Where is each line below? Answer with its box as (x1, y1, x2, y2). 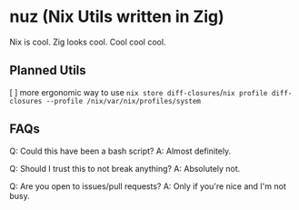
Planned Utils (9, 63, 86, 78)
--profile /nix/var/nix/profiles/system (45, 96, 202, 105)
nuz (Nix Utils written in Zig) (9, 6, 224, 27)
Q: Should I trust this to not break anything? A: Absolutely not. (9, 163, 241, 174)
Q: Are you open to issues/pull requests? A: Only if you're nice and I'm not (9, 180, 286, 192)
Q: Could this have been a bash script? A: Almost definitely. (9, 145, 232, 156)
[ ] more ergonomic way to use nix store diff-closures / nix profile (9, 86, 268, 97)
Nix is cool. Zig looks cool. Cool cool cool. (9, 36, 166, 47)
